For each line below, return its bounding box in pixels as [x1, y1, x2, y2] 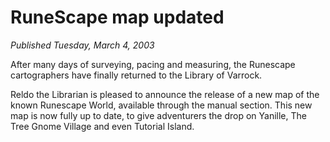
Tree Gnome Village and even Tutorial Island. [10, 120, 195, 132]
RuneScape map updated [10, 6, 225, 29]
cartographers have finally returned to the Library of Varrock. [10, 69, 263, 81]
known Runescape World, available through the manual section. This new [10, 99, 313, 111]
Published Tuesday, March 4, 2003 [10, 39, 155, 51]
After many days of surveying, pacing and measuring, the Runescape [10, 58, 296, 70]
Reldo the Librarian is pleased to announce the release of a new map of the [10, 88, 320, 100]
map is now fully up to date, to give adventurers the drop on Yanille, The [10, 109, 307, 121]
